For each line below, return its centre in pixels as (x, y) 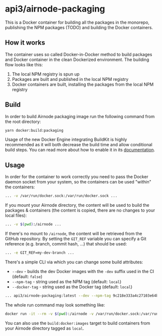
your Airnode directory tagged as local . (45, 328)
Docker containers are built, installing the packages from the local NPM (83, 84)
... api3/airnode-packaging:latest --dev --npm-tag (58, 296)
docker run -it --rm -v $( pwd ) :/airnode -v (49, 314)
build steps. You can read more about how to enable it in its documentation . (80, 150)
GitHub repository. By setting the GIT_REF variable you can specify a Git (76, 239)
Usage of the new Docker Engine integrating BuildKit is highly (66, 139)
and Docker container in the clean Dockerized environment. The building (77, 60)
